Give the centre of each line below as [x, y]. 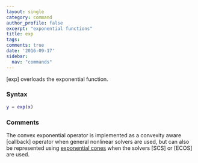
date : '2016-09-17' [31, 51]
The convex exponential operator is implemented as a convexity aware [94, 135]
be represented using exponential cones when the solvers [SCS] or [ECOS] [99, 148]
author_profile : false [35, 23]
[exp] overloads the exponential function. [57, 79]
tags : [13, 40]
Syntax [17, 95]
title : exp [20, 34]
